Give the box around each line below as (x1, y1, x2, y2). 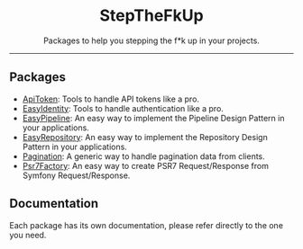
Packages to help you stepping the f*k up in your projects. (43, 35, 260, 46)
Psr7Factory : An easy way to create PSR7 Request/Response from (22, 160, 269, 171)
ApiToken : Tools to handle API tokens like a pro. (22, 93, 200, 104)
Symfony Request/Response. (22, 170, 131, 181)
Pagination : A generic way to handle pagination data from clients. (22, 150, 266, 162)
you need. (9, 229, 47, 240)
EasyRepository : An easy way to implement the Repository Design (22, 131, 268, 142)
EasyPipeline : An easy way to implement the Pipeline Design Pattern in (22, 112, 285, 123)
